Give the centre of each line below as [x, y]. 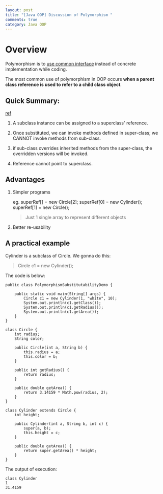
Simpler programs [32, 192]
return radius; [40, 374]
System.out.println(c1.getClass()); [62, 303]
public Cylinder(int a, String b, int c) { [61, 424]
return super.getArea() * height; [60, 450]
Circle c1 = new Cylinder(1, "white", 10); [70, 298]
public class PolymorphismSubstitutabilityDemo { [59, 285]
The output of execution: [31, 469]
